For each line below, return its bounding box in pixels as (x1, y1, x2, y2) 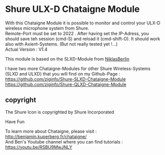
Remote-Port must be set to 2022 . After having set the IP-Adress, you (5, 30, 149, 36)
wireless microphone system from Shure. (5, 25, 89, 31)
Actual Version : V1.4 (5, 46, 48, 52)
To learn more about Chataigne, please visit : (5, 128, 97, 134)
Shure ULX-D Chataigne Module (5, 3, 140, 15)
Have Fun (5, 118, 25, 125)
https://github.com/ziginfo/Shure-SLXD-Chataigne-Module (5, 76, 126, 82)
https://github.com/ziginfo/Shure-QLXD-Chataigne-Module (5, 81, 127, 87)
